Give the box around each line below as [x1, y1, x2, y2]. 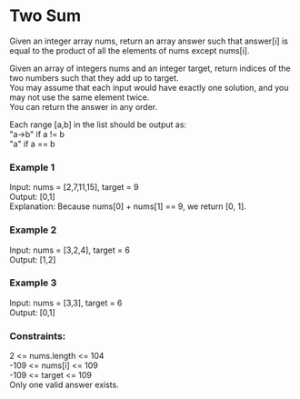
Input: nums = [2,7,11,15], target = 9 [9, 182, 139, 193]
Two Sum [9, 5, 82, 26]
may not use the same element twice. [9, 92, 150, 103]
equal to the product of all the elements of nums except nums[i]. [9, 45, 250, 55]
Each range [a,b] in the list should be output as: [9, 119, 187, 130]
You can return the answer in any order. [9, 101, 157, 112]
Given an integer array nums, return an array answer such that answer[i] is [9, 35, 288, 46]
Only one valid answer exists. [9, 379, 120, 391]
